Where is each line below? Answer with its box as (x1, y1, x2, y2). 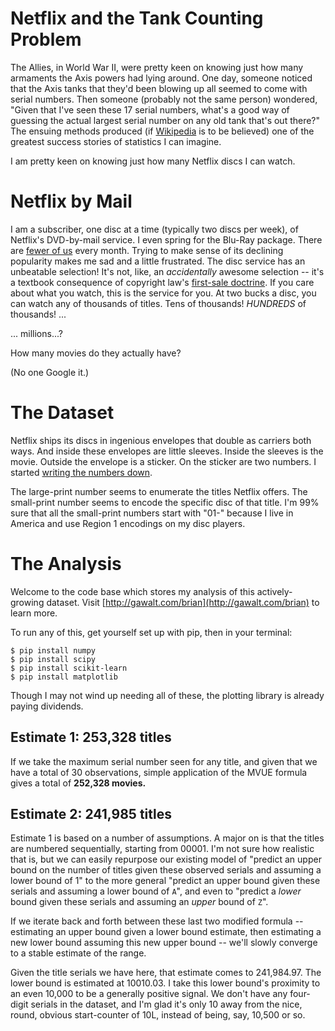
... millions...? (10, 327, 63, 339)
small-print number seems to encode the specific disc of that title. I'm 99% (10, 496, 320, 508)
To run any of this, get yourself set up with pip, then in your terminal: (10, 626, 293, 638)
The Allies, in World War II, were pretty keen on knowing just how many (10, 61, 304, 73)
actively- (256, 585, 293, 597)
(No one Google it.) (10, 366, 90, 378)
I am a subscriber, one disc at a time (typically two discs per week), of (10, 223, 299, 235)
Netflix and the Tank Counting (10, 7, 264, 30)
